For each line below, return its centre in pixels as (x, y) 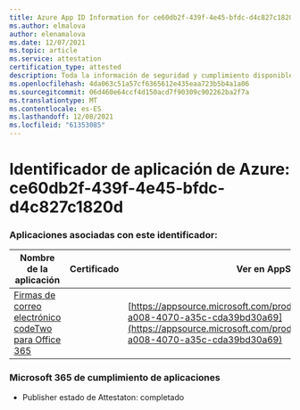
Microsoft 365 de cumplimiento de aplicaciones (115, 378)
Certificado (95, 269)
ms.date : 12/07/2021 (48, 42)
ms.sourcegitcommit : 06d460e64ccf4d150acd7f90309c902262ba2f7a (129, 92)
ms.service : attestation (55, 59)
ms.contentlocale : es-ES (55, 109)
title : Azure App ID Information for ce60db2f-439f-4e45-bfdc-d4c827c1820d (153, 17)
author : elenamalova (48, 34)
